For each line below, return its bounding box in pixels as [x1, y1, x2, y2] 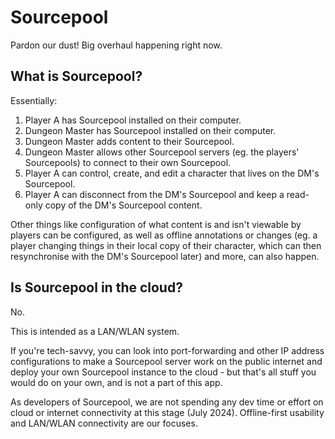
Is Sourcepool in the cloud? [10, 279, 183, 296]
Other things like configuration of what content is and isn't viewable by [10, 218, 302, 230]
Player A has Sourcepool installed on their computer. [24, 114, 242, 126]
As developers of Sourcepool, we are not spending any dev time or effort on [10, 396, 324, 408]
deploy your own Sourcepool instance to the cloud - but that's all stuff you [10, 366, 317, 378]
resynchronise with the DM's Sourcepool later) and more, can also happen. [10, 250, 320, 262]
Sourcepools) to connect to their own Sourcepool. [24, 156, 232, 168]
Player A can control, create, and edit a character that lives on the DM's [24, 167, 320, 179]
